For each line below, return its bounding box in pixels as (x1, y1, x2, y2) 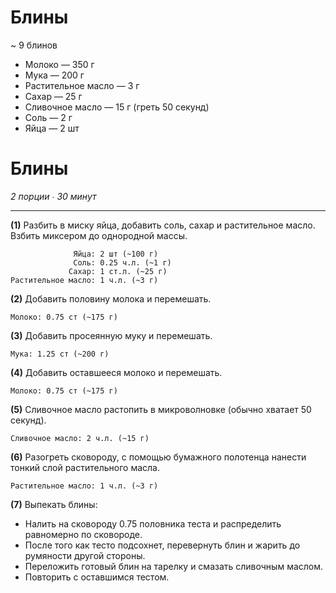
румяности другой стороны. (24, 549, 146, 561)
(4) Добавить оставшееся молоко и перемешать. (10, 366, 223, 378)
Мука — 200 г (24, 69, 85, 81)
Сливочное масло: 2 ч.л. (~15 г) (10, 433, 150, 443)
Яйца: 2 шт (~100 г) (73, 249, 159, 259)
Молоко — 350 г (24, 58, 95, 70)
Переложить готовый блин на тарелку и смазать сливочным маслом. (24, 560, 324, 572)
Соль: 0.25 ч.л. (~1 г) (73, 257, 172, 268)
